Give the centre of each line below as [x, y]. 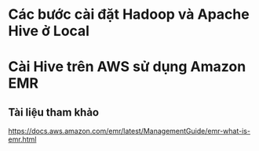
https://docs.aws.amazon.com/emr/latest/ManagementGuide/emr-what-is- [129, 131]
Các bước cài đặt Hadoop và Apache [129, 14]
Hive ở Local [49, 31]
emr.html [22, 139]
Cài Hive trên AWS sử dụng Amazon [127, 67]
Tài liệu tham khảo [54, 112]
